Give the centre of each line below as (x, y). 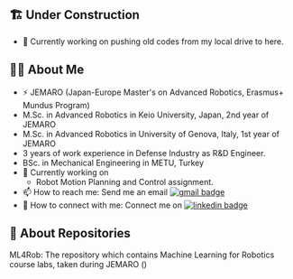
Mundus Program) (56, 105)
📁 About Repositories (70, 233)
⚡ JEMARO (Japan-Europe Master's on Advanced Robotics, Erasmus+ (153, 92)
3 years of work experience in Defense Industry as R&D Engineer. (144, 153)
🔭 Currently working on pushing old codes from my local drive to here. (153, 41)
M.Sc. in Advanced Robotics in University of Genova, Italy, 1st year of (151, 134)
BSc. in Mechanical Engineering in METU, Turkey (113, 163)
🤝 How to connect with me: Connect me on (102, 205)
